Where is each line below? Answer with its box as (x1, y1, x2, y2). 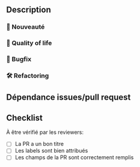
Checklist (6, 112, 43, 123)
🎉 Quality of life (6, 39, 52, 47)
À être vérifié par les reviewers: (6, 129, 84, 136)
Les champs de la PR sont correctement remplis (14, 154, 134, 161)
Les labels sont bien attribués (14, 147, 88, 154)
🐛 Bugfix (6, 55, 32, 64)
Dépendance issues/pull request (6, 93, 131, 103)
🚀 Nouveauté (6, 23, 45, 31)
